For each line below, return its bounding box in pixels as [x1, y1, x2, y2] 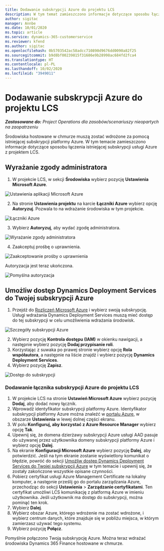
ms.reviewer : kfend [5, 39, 45, 44]
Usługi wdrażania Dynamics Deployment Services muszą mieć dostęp [12, 312, 153, 318]
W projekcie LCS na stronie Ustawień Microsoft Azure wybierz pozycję [12, 395, 157, 401]
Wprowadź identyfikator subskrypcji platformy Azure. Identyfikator [12, 405, 147, 412]
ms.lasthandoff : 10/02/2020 [5, 67, 62, 72]
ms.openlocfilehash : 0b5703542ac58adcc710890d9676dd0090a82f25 [5, 48, 137, 53]
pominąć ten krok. [12, 500, 49, 505]
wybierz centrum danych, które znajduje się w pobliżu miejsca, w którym [12, 515, 159, 521]
